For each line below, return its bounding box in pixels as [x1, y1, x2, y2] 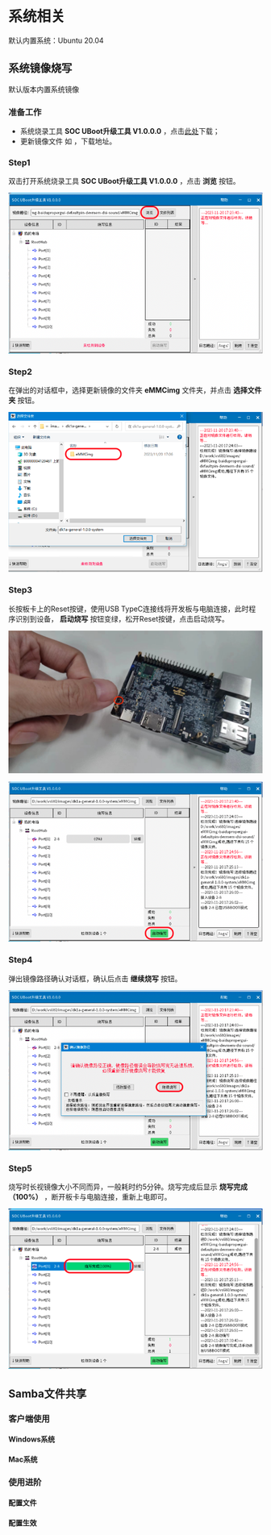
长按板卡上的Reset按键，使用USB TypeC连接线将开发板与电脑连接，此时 [8, 604, 249, 614]
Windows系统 [8, 1434, 55, 1444]
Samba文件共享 [8, 1387, 87, 1400]
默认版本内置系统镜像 [8, 84, 79, 94]
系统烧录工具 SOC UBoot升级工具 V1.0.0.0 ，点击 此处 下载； [19, 127, 220, 136]
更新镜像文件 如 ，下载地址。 [19, 136, 117, 146]
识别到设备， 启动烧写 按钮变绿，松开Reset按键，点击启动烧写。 [15, 614, 229, 623]
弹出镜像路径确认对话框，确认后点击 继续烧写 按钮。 [8, 973, 182, 984]
